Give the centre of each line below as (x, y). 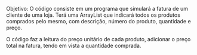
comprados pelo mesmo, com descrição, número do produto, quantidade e (98, 21)
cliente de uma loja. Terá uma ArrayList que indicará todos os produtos (93, 15)
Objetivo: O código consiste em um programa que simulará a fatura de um (97, 9)
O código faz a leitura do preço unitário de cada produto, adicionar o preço (98, 39)
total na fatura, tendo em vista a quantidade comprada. (74, 45)
